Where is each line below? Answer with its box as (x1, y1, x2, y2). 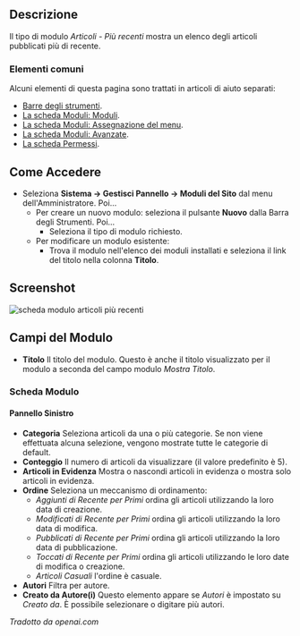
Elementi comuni (9, 63, 84, 75)
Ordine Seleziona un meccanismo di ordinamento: (21, 485, 208, 496)
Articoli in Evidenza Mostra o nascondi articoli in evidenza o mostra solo (21, 465, 292, 477)
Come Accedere (9, 165, 101, 180)
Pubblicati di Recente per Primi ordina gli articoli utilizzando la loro (35, 532, 280, 543)
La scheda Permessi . (21, 139, 100, 149)
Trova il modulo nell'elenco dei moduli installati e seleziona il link (48, 245, 287, 256)
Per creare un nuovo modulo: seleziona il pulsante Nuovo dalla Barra (35, 207, 289, 217)
